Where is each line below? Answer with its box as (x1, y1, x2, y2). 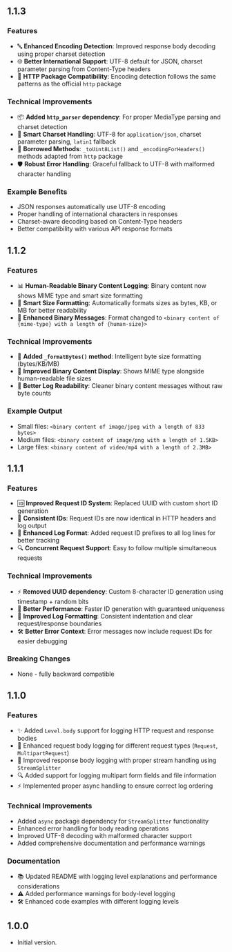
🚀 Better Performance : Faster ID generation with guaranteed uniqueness (17, 604, 225, 613)
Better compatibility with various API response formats (17, 224, 173, 233)
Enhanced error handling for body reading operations (17, 824, 169, 833)
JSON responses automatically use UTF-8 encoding (17, 203, 166, 211)
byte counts (17, 389, 52, 398)
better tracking (17, 536, 60, 545)
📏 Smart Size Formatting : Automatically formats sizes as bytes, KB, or (17, 298, 217, 307)
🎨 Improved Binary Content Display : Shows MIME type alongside (17, 367, 205, 376)
